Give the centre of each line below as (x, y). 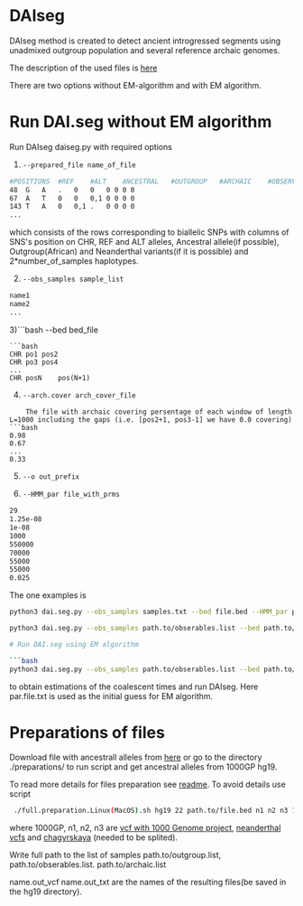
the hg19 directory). (46, 892)
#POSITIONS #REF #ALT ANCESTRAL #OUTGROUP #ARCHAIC (131, 182)
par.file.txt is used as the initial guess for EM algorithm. (111, 696)
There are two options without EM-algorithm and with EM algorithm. (135, 85)
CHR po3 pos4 (34, 362)
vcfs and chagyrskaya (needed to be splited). (94, 837)
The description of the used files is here (83, 68)
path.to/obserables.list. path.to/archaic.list (88, 864)
